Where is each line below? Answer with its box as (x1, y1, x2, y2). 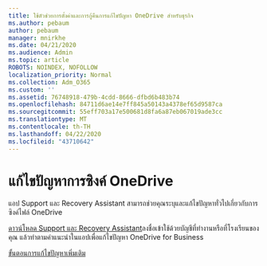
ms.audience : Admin (8, 49, 73, 57)
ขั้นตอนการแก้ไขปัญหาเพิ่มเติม (8, 248, 86, 258)
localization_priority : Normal (8, 71, 112, 79)
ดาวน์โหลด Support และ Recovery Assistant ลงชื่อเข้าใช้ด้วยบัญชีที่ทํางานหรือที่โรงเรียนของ (8, 224, 260, 233)
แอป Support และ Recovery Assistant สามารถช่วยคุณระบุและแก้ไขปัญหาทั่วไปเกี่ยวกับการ (8, 198, 258, 208)
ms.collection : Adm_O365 (8, 78, 91, 86)
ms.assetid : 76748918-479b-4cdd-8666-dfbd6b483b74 (8, 93, 180, 101)
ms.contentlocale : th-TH (8, 123, 91, 131)
